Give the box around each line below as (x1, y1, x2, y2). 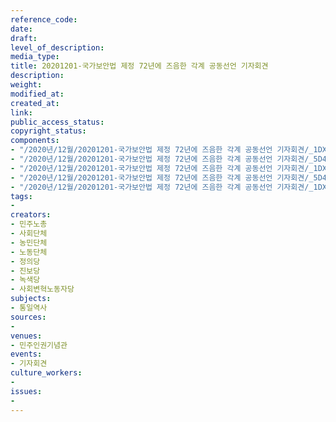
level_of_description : (10, 42, 105, 53)
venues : (10, 331, 43, 341)
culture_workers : (10, 368, 83, 378)
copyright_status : (10, 126, 87, 136)
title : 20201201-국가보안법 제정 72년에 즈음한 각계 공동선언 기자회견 (10, 61, 269, 71)
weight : (10, 80, 43, 90)
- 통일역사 (10, 303, 48, 313)
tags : (10, 191, 33, 201)
